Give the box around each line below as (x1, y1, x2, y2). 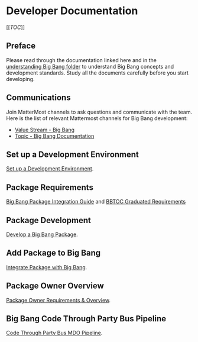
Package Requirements (6, 182, 93, 192)
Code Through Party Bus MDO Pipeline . (6, 330, 103, 337)
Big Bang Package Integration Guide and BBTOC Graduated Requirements (6, 198, 186, 205)
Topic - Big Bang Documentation (14, 132, 95, 140)
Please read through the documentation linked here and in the (6, 56, 157, 63)
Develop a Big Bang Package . (6, 231, 78, 238)
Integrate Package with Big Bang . (6, 263, 87, 270)
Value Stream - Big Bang (14, 126, 75, 133)
